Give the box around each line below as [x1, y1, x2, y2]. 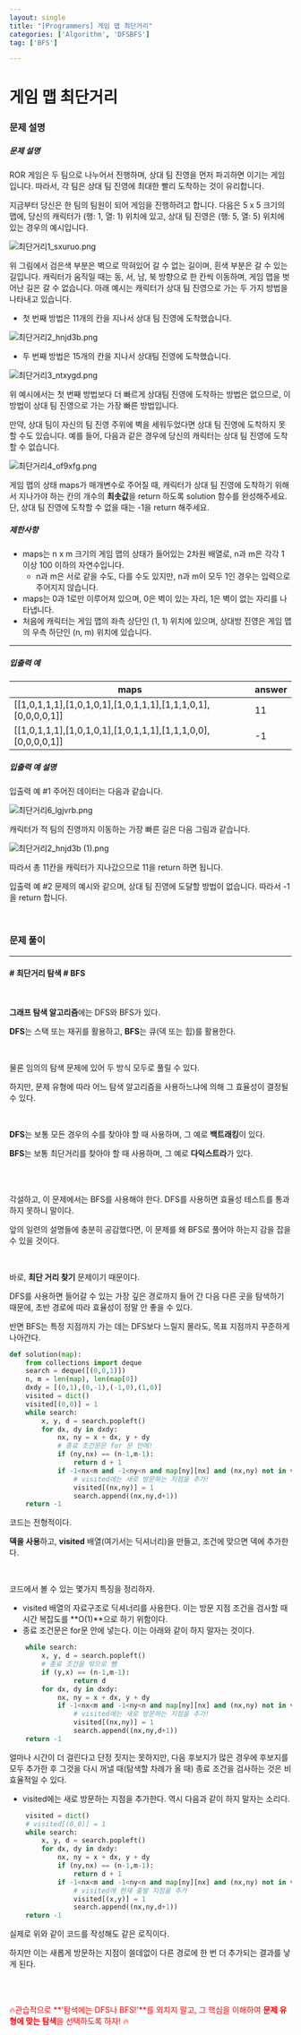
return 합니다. [18, 892, 68, 903]
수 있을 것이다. [9, 1235, 60, 1246]
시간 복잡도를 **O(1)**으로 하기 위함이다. [21, 1614, 168, 1625]
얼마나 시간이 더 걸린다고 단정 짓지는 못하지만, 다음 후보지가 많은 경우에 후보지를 [9, 1752, 289, 1763]
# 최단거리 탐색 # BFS [9, 968, 86, 979]
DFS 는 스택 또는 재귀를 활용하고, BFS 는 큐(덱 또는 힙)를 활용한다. [9, 1026, 236, 1036]
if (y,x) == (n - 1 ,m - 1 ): [41, 1668, 130, 1677]
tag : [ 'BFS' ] [9, 38, 58, 47]
